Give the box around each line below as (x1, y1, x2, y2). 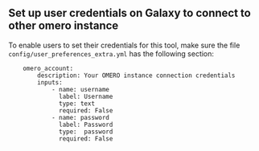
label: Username (59, 92, 113, 100)
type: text (59, 100, 95, 108)
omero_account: (23, 64, 74, 72)
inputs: (37, 78, 63, 87)
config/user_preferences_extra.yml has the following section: (8, 48, 215, 59)
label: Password (59, 120, 113, 129)
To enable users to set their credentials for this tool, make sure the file (8, 40, 240, 50)
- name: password (51, 113, 110, 121)
